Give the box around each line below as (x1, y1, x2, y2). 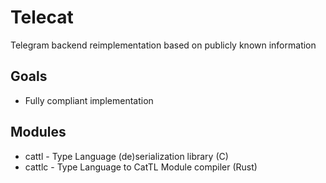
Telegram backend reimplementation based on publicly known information (10, 39, 317, 51)
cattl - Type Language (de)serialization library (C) (24, 150, 229, 162)
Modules (10, 124, 67, 141)
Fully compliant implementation (24, 94, 154, 106)
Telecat (10, 6, 74, 29)
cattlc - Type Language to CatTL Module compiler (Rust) (24, 161, 258, 173)
